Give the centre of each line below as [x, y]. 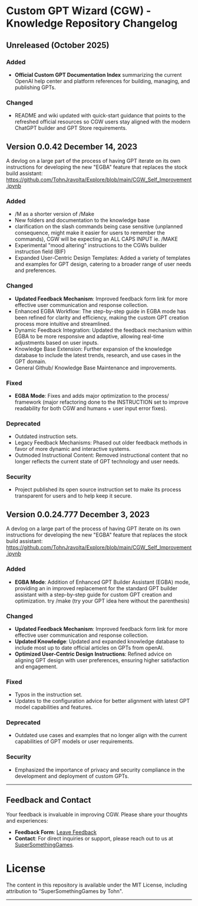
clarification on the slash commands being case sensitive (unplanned [99, 227]
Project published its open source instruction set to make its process [98, 490]
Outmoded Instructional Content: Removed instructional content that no [101, 455]
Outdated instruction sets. [46, 436]
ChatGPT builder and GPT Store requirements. [71, 128]
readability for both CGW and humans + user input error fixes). [91, 408]
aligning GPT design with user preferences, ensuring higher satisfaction [102, 660]
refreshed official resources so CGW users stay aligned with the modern [102, 122]
